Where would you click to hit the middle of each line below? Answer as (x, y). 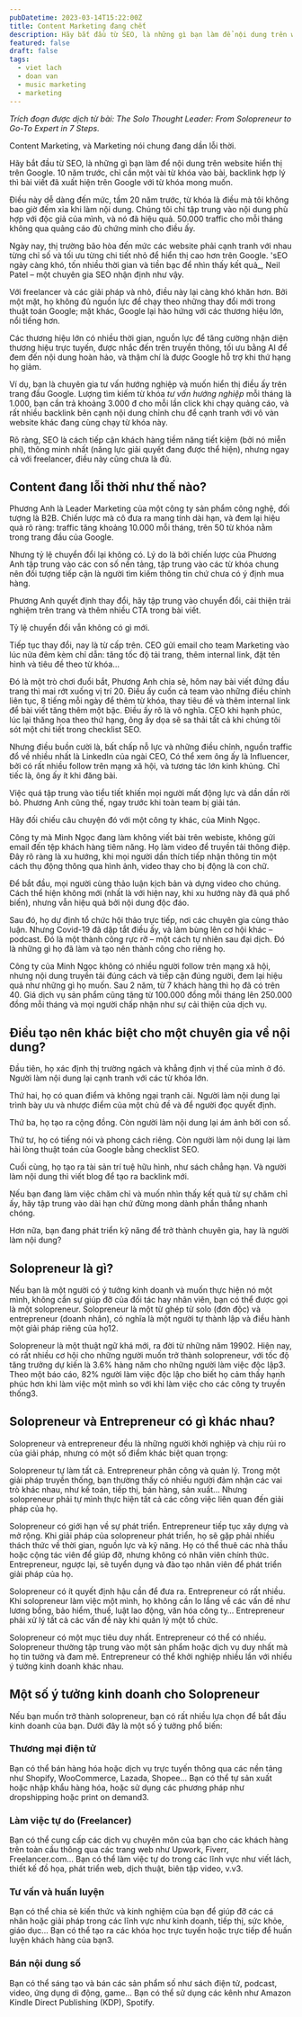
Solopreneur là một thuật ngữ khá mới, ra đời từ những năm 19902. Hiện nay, (151, 1345)
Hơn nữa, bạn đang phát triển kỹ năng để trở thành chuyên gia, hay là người (149, 1231)
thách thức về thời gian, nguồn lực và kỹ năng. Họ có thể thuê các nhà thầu (149, 1545)
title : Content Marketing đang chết (78, 26)
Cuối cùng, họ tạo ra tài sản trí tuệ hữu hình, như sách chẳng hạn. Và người (148, 1167)
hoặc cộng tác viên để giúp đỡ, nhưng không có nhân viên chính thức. (139, 1555)
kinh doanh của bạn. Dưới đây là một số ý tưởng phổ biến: (116, 1726)
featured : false (40, 43)
